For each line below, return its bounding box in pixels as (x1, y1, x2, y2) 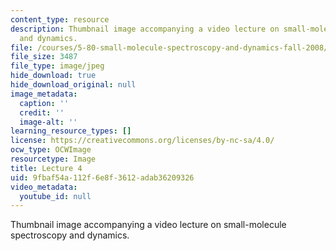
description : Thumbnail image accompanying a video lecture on (10, 24, 280, 34)
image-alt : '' (19, 117, 78, 127)
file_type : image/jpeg (10, 61, 105, 71)
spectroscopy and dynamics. (10, 229, 130, 241)
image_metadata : (10, 89, 78, 99)
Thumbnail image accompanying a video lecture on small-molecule (10, 219, 287, 231)
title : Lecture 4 (10, 163, 83, 173)
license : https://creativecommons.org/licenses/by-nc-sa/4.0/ (10, 136, 275, 146)
